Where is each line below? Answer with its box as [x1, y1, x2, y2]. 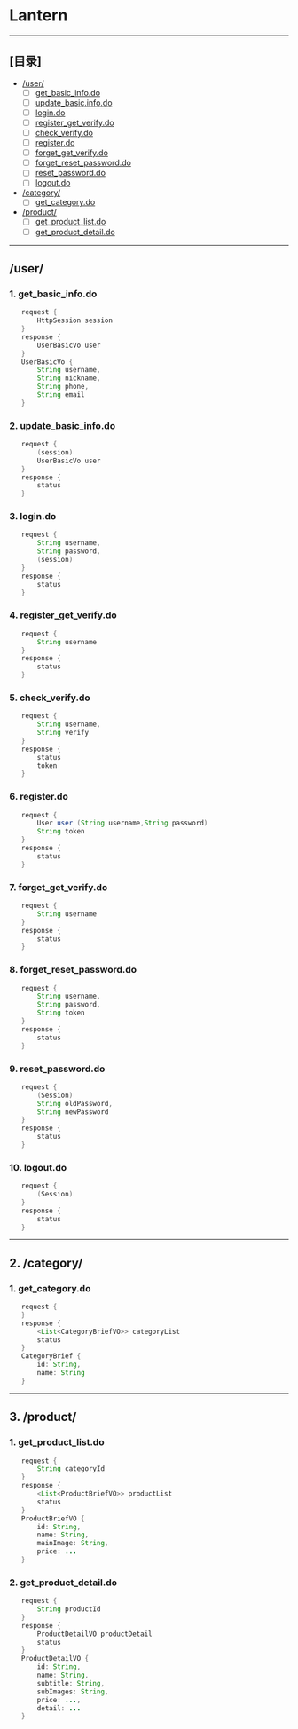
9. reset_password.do [9, 1062, 106, 1075]
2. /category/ [9, 1255, 83, 1270]
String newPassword [36, 1107, 109, 1117]
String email [36, 391, 86, 399]
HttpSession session [36, 316, 114, 325]
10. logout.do [9, 1161, 67, 1173]
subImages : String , [36, 1687, 109, 1696]
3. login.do [9, 510, 57, 523]
